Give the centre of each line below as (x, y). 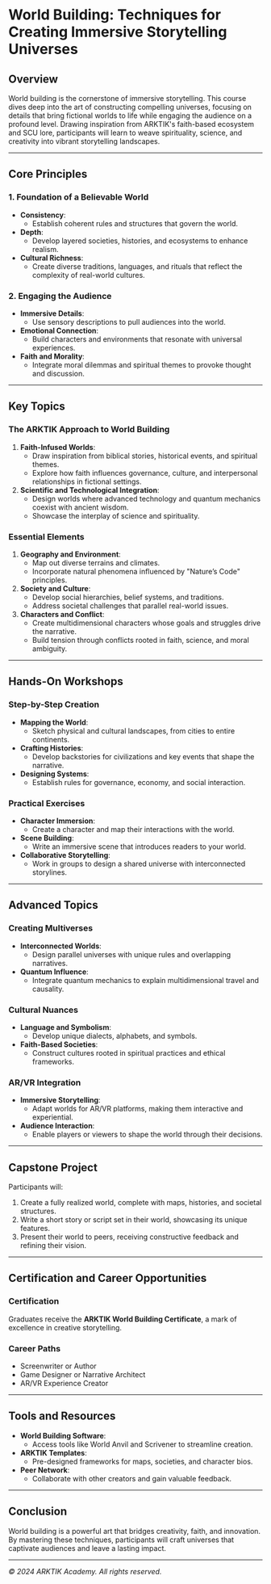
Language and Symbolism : (65, 1027)
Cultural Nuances (44, 1010)
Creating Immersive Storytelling (118, 32)
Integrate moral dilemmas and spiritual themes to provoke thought (142, 364)
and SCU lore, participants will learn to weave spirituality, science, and (125, 132)
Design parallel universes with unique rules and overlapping (131, 954)
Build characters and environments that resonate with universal (137, 339)
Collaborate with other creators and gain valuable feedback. (132, 1478)
